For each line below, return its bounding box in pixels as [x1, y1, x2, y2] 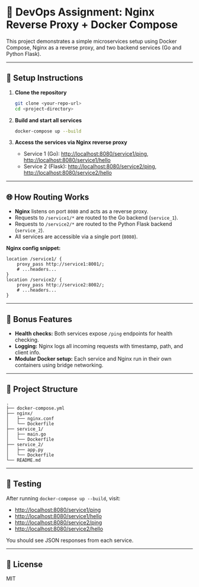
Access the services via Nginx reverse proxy [14, 139, 127, 146]
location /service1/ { [6, 256, 62, 262]
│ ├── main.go [6, 431, 46, 437]
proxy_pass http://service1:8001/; [17, 261, 105, 267]
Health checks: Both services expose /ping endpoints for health [14, 330, 173, 337]
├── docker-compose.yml [6, 405, 65, 411]
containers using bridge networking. [14, 362, 104, 368]
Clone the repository [14, 89, 67, 96]
